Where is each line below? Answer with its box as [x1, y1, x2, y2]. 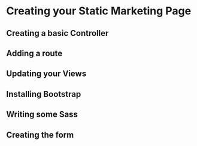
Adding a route [6, 48, 63, 58]
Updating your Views [6, 69, 87, 79]
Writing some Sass [6, 109, 78, 120]
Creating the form [6, 130, 74, 140]
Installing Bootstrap [6, 89, 81, 99]
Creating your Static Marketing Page [6, 4, 192, 18]
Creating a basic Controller [6, 28, 109, 38]
